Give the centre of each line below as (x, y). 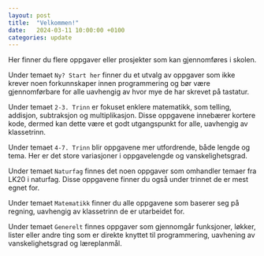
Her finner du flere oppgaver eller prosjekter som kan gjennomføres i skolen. (132, 60)
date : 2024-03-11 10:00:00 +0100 (67, 30)
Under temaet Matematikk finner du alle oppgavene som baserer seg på (124, 203)
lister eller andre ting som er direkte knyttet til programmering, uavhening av (132, 235)
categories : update (40, 37)
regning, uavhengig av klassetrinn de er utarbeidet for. (97, 211)
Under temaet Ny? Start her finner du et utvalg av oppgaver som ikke (122, 75)
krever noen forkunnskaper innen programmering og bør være (109, 83)
